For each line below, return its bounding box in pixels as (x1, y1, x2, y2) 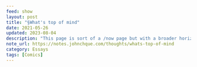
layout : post (6, 14, 38, 20)
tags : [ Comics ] (6, 52, 43, 58)
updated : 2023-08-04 (6, 30, 57, 36)
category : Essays (6, 47, 49, 52)
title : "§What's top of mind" (6, 19, 80, 25)
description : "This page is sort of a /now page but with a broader (6, 36, 177, 41)
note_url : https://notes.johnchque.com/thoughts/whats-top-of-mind (6, 41, 175, 47)
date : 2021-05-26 (6, 24, 49, 31)
